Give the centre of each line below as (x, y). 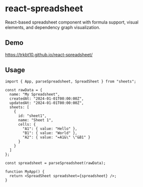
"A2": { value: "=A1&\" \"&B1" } (57, 137)
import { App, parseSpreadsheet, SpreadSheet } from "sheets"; (71, 81)
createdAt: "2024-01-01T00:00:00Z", (47, 99)
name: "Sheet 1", (36, 120)
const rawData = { (24, 90)
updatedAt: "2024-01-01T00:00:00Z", (47, 103)
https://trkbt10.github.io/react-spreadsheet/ (49, 54)
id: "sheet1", (32, 116)
